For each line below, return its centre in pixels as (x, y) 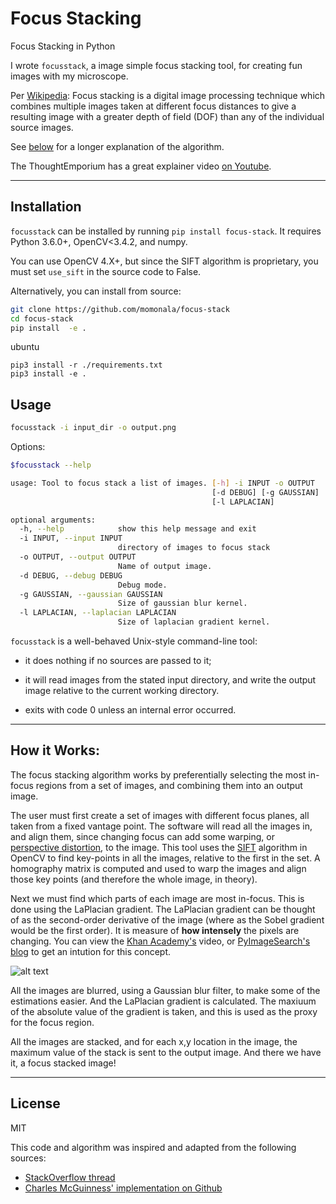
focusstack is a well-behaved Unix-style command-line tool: (134, 641)
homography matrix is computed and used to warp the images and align (158, 868)
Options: (28, 447)
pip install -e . (48, 328)
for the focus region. (52, 1022)
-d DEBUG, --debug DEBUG (71, 575)
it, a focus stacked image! (63, 1063)
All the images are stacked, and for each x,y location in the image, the (154, 1041)
